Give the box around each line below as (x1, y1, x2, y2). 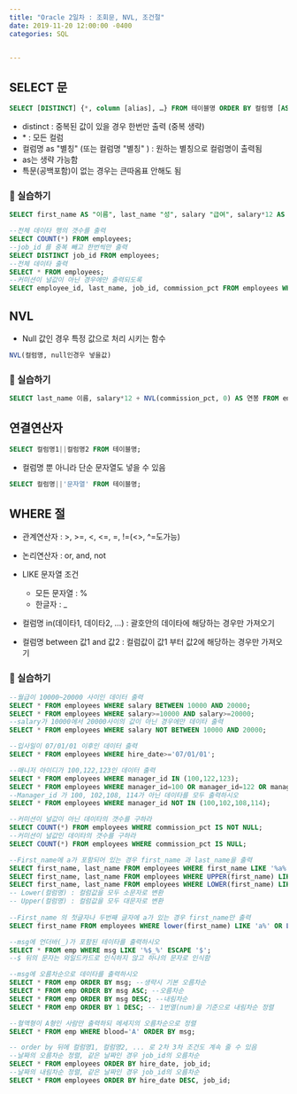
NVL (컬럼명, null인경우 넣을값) (9, 351, 112, 360)
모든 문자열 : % (34, 588, 88, 599)
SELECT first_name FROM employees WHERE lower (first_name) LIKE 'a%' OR (9, 921, 283, 930)
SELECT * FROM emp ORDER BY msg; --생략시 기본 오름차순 (9, 978, 207, 988)
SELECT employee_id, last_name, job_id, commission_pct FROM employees (9, 284, 278, 293)
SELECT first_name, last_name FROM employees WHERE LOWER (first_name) (9, 881, 275, 889)
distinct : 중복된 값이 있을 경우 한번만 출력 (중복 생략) (21, 121, 205, 132)
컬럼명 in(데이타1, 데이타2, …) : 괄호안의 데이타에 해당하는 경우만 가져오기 (21, 617, 276, 629)
